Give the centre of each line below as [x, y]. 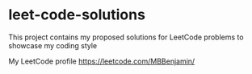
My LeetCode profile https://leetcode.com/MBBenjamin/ [102, 61]
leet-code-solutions [77, 15]
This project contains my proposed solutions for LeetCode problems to [126, 37]
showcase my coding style [53, 45]
